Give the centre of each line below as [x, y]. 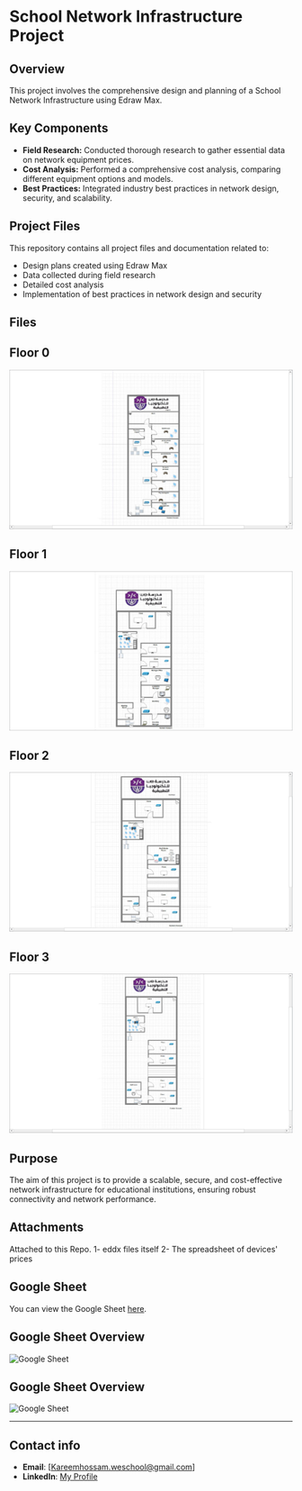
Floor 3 [29, 957]
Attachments [47, 1228]
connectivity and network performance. [83, 1199]
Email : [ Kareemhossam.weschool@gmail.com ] [109, 1467]
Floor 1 [28, 554]
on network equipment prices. [78, 159]
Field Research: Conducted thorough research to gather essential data [154, 149]
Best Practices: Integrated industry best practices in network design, [151, 188]
